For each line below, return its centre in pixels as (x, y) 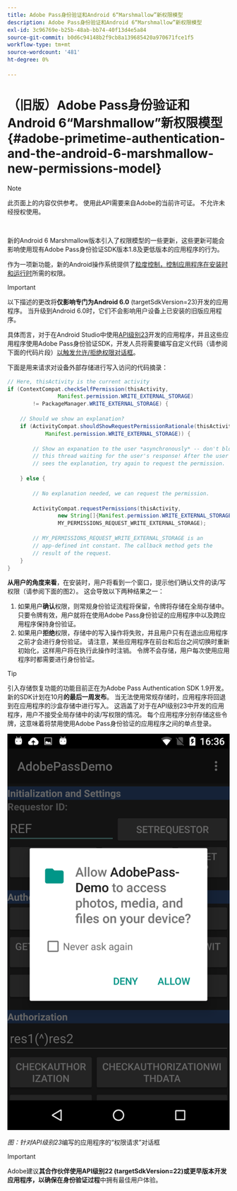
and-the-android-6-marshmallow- (110, 153)
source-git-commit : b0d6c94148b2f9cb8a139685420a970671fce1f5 (101, 38)
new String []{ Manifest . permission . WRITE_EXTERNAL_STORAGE (145, 516)
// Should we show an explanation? (72, 419)
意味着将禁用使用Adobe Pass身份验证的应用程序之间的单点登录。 (120, 724)
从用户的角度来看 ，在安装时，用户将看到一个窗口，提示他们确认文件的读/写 (117, 582)
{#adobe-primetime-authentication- (116, 138)
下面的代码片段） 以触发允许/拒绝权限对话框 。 (73, 352)
